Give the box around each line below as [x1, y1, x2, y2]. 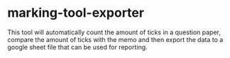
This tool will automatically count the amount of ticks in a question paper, [7, 28, 221, 36]
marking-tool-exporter [7, 5, 144, 21]
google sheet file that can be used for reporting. [7, 43, 148, 51]
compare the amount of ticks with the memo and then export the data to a [7, 35, 224, 43]
